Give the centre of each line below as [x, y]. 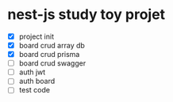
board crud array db [52, 45]
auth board [37, 81]
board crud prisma [49, 55]
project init [37, 36]
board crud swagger [52, 63]
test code [35, 90]
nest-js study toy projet [86, 15]
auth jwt [32, 72]
